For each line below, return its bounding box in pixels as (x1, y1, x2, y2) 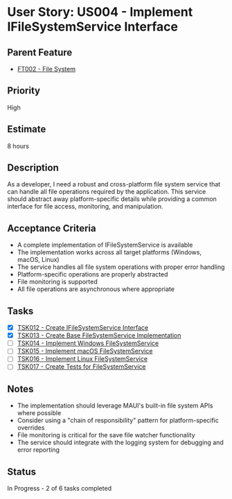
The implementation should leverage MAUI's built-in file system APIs (17, 401, 213, 410)
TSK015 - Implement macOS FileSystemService (17, 347, 153, 356)
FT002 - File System (17, 65, 76, 73)
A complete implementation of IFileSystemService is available (17, 240, 193, 249)
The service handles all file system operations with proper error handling (17, 263, 225, 271)
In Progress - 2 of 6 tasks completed (7, 484, 112, 493)
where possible (17, 409, 62, 417)
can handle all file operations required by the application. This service (7, 188, 206, 196)
